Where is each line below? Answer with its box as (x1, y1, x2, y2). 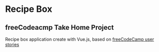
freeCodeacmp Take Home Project (5, 23, 114, 32)
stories (5, 42, 19, 48)
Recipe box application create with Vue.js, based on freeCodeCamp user (5, 36, 154, 42)
